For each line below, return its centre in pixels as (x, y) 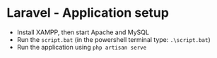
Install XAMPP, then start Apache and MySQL (83, 32)
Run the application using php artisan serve (82, 47)
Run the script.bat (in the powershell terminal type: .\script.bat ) (114, 39)
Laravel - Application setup (88, 13)
